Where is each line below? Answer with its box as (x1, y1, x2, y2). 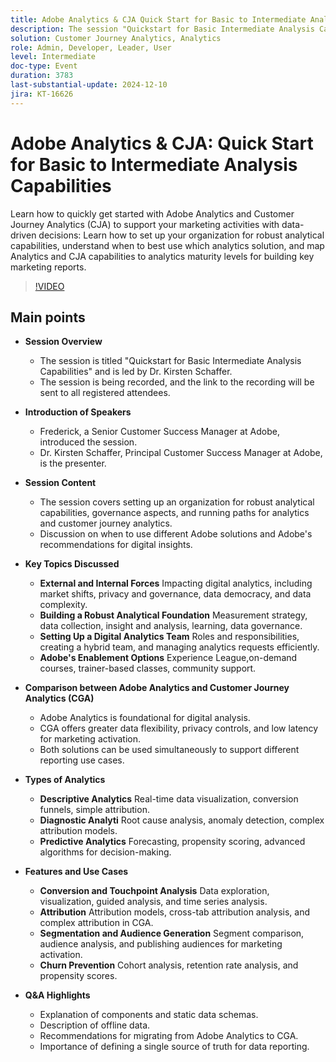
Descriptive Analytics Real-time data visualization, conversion (39, 793, 299, 805)
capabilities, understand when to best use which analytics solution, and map (10, 239, 325, 251)
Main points (10, 309, 86, 326)
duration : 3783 (10, 71, 74, 81)
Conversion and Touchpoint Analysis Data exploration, (39, 885, 270, 897)
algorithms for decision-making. (39, 846, 172, 858)
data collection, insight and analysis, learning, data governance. (39, 620, 303, 632)
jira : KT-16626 (10, 89, 74, 99)
